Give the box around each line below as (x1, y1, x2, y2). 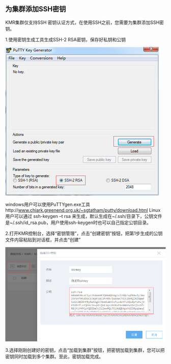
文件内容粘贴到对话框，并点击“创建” (5, 236, 81, 243)
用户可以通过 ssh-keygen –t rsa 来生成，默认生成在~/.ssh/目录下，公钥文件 (5, 213, 163, 219)
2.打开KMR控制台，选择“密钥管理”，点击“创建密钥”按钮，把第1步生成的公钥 (5, 230, 163, 236)
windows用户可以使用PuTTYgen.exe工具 (5, 201, 91, 207)
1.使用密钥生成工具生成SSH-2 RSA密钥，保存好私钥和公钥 (5, 36, 126, 42)
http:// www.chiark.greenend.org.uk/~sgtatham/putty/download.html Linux (5, 207, 161, 213)
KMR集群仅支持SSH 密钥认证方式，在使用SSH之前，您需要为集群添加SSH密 (5, 19, 164, 25)
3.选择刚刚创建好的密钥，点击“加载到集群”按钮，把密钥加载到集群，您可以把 (5, 347, 165, 353)
